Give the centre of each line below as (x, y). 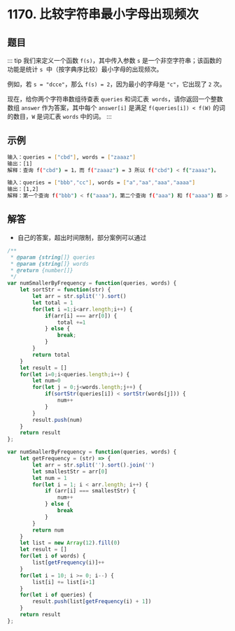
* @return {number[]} (42, 270)
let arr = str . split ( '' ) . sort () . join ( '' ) (94, 465)
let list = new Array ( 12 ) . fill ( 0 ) (70, 543)
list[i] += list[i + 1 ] (64, 582)
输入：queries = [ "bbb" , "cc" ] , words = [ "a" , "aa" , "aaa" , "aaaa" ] (101, 183)
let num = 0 (47, 381)
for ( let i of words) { (53, 556)
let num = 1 (50, 478)
